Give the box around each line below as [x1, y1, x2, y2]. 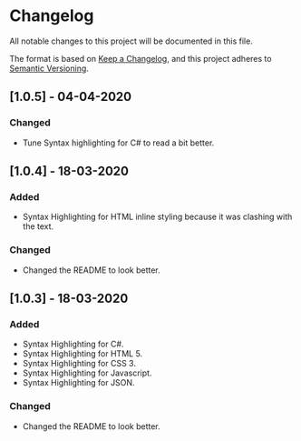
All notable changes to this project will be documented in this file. [9, 35, 254, 46]
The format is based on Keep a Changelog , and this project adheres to [9, 53, 272, 64]
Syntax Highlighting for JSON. [22, 377, 135, 388]
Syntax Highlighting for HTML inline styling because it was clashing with [22, 211, 293, 223]
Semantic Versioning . [9, 63, 89, 74]
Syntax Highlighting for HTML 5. [22, 348, 143, 359]
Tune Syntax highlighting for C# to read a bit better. [22, 137, 215, 148]
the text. [22, 221, 54, 232]
